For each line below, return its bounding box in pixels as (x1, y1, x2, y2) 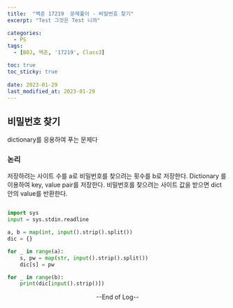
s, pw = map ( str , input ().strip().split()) (20, 254, 149, 262)
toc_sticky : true (7, 68, 58, 75)
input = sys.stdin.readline (7, 216, 90, 223)
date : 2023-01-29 (7, 81, 58, 88)
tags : (7, 43, 23, 50)
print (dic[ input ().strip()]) (20, 280, 105, 288)
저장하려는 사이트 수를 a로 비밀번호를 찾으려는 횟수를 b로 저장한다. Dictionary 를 (7, 172, 227, 180)
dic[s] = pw (20, 261, 55, 268)
